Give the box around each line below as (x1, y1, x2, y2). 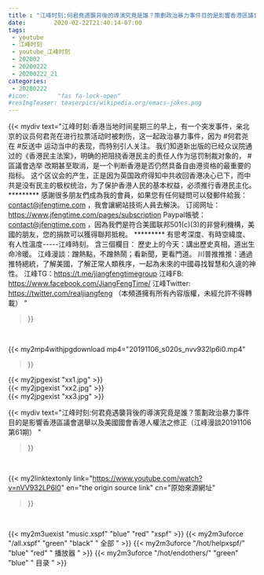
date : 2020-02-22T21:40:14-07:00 (8, 19, 143, 27)
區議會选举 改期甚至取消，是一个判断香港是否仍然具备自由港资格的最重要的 (8, 161, 251, 170)
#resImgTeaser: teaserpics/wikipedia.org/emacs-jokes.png (8, 99, 202, 107)
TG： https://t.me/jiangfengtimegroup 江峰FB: (37, 269, 184, 279)
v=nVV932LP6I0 (8, 483, 61, 493)
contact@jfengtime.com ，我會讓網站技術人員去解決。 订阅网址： (8, 200, 221, 210)
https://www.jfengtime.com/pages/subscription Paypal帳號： (8, 210, 206, 220)
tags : (8, 26, 26, 34)
